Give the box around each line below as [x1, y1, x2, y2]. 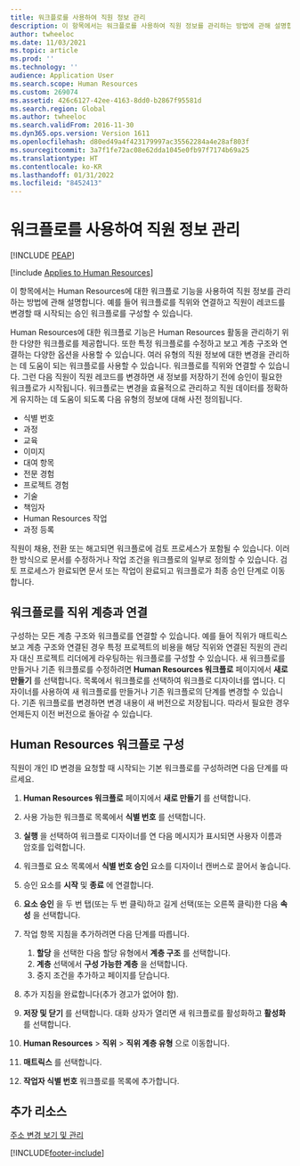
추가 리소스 [10, 1104, 68, 1120]
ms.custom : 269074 [10, 87, 78, 96]
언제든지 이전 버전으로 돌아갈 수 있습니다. [10, 708, 153, 718]
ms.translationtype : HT [10, 153, 99, 163]
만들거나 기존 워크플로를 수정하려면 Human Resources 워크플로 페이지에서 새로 [10, 663, 288, 674]
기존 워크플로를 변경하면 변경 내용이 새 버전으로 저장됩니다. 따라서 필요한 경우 [21, 697, 290, 708]
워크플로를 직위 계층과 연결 [10, 605, 148, 620]
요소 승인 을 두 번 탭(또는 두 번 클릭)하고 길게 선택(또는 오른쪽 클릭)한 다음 [22, 898, 279, 909]
